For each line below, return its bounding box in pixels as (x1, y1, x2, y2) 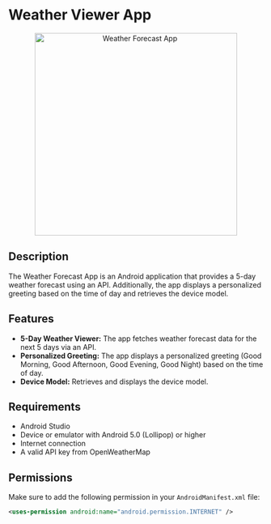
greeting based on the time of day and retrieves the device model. (8, 288, 229, 298)
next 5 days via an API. (19, 342, 97, 351)
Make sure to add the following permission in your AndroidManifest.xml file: (8, 492, 260, 502)
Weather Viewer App (8, 6, 152, 24)
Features (8, 312, 54, 326)
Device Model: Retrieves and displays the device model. (19, 377, 209, 386)
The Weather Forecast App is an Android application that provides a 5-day (8, 271, 256, 281)
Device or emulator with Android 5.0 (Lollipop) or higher (19, 430, 206, 440)
